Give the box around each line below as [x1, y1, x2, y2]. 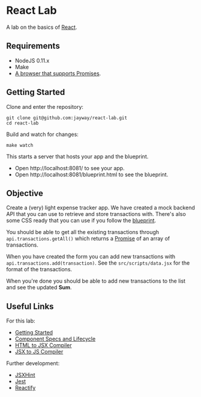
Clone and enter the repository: [6, 103, 84, 110]
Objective [6, 188, 44, 198]
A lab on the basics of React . [6, 23, 77, 31]
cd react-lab [6, 120, 39, 126]
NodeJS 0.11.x [14, 57, 50, 64]
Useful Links [6, 301, 54, 312]
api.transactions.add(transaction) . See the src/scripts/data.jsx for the [6, 259, 190, 266]
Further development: [6, 360, 60, 367]
